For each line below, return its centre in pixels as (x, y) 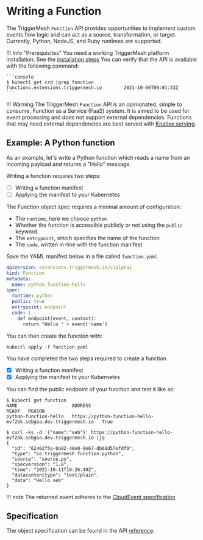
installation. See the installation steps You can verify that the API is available (101, 59)
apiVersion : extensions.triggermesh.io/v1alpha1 (69, 267)
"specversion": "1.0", (41, 464)
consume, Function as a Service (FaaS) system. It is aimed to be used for (98, 110)
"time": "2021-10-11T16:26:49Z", (54, 470)
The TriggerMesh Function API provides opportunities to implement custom (101, 28)
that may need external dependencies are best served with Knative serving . (101, 124)
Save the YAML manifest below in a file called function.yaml (82, 256)
